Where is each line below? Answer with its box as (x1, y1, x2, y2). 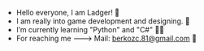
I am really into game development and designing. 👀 (15, 16, 190, 26)
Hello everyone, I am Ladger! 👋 (15, 8, 120, 17)
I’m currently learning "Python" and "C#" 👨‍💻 (15, 25, 165, 34)
